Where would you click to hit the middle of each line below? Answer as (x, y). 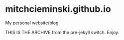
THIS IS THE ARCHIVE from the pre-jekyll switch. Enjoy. (62, 32)
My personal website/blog (32, 23)
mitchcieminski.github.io (58, 9)
